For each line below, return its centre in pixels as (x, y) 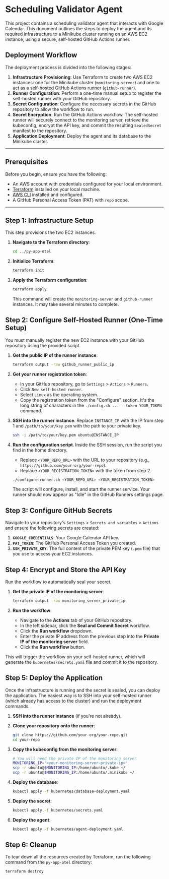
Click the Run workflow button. (53, 647)
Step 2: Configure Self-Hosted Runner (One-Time (84, 320)
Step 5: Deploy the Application (54, 678)
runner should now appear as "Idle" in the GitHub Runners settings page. (88, 494)
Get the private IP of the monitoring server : (58, 592)
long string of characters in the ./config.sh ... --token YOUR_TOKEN (91, 405)
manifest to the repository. (40, 131)
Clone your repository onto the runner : (54, 726)
